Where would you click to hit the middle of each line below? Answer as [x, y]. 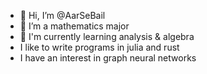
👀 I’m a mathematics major [74, 26]
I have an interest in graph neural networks [108, 58]
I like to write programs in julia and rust [99, 47]
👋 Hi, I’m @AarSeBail [62, 15]
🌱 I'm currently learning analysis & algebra [107, 36]
